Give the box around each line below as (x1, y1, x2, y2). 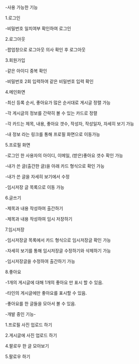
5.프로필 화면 (5, 142, 31, 148)
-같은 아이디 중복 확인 (5, 68, 47, 74)
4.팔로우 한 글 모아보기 (5, 343, 49, 349)
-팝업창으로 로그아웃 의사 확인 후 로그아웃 (5, 47, 86, 52)
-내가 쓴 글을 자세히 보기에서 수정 (5, 174, 70, 179)
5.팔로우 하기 (5, 354, 31, 360)
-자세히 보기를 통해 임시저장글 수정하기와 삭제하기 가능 (5, 248, 111, 253)
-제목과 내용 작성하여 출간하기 (5, 206, 63, 211)
